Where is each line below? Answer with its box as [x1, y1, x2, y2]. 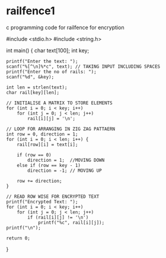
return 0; [6, 235, 31, 241]
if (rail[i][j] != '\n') [27, 214, 89, 221]
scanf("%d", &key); [6, 74, 55, 80]
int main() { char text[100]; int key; [6, 46, 90, 54]
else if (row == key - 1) [17, 162, 81, 168]
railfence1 [6, 4, 55, 18]
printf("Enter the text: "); [6, 58, 78, 64]
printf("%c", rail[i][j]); [37, 219, 105, 225]
